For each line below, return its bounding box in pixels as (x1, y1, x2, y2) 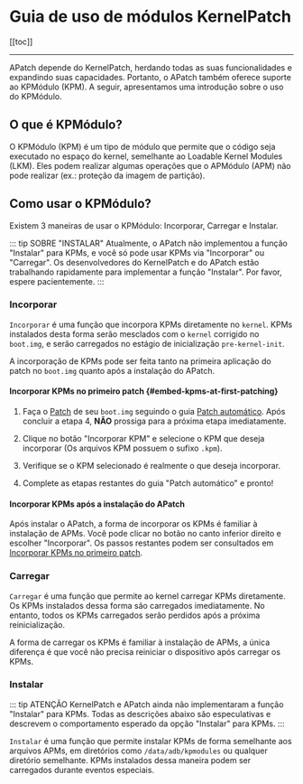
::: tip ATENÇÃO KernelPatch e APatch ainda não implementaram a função (9, 698, 284, 710)
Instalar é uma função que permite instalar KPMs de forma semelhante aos (9, 735, 292, 746)
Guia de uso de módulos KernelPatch (9, 6, 291, 27)
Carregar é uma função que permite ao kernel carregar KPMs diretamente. (9, 590, 286, 602)
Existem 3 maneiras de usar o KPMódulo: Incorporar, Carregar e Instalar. (9, 219, 279, 231)
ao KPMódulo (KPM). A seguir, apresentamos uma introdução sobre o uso (9, 81, 284, 92)
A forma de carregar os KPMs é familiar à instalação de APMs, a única (9, 637, 271, 648)
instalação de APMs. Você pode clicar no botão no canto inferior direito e (9, 528, 282, 539)
